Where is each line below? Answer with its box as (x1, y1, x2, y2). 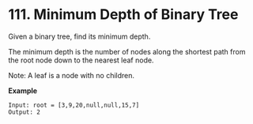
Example (8, 85, 38, 96)
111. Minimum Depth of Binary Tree (8, 6, 239, 24)
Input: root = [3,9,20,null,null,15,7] (8, 101, 140, 109)
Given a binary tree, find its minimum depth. (8, 32, 151, 41)
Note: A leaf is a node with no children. (8, 70, 135, 80)
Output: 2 (8, 108, 41, 116)
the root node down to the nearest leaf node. (8, 55, 154, 65)
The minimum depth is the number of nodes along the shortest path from (8, 47, 246, 56)
